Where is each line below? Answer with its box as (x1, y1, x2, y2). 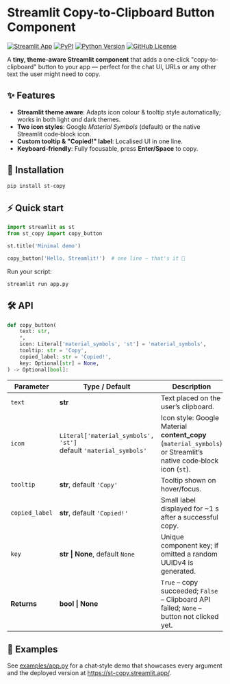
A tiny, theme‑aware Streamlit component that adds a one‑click (7, 55, 190, 63)
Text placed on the (160, 393, 221, 402)
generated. (160, 566, 196, 576)
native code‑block (160, 456, 219, 465)
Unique (160, 532, 185, 541)
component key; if (160, 540, 219, 550)
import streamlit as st (7, 224, 75, 231)
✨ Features (7, 90, 55, 101)
